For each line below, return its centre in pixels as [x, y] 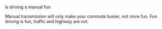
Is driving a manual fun [28, 7]
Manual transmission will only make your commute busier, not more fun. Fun [81, 16]
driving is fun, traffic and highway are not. [47, 22]
